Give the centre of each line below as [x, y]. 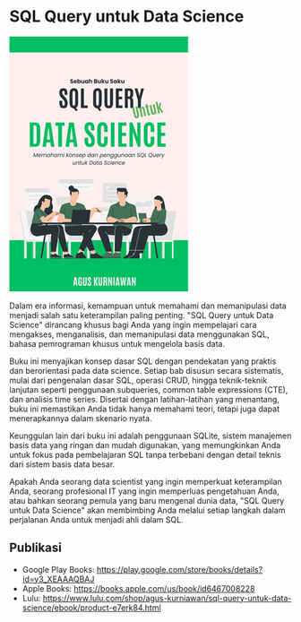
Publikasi [36, 548]
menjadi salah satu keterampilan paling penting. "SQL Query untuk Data [142, 315]
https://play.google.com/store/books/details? [180, 569]
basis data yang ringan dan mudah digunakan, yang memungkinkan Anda [145, 445]
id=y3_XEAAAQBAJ [58, 579]
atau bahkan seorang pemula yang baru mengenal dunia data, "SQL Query [147, 500]
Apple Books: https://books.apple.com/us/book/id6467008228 [138, 588]
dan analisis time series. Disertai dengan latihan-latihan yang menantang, [145, 399]
